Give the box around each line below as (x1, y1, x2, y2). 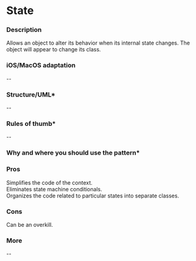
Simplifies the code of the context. (6, 178, 93, 186)
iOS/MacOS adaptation (6, 61, 76, 70)
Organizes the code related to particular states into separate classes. (6, 192, 180, 199)
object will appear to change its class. (6, 46, 102, 53)
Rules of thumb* (6, 120, 56, 128)
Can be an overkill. (6, 221, 54, 228)
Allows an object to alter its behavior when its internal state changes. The (6, 39, 191, 46)
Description (6, 26, 42, 34)
